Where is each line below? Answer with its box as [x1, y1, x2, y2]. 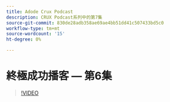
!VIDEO [20, 89, 39, 96]
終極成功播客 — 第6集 [6, 69, 112, 83]
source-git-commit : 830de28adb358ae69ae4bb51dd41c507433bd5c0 [6, 20, 164, 26]
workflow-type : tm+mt [6, 25, 60, 32]
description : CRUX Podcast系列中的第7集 [6, 14, 103, 20]
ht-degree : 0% [6, 36, 42, 42]
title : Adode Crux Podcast [6, 8, 73, 15]
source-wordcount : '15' [6, 31, 66, 37]
